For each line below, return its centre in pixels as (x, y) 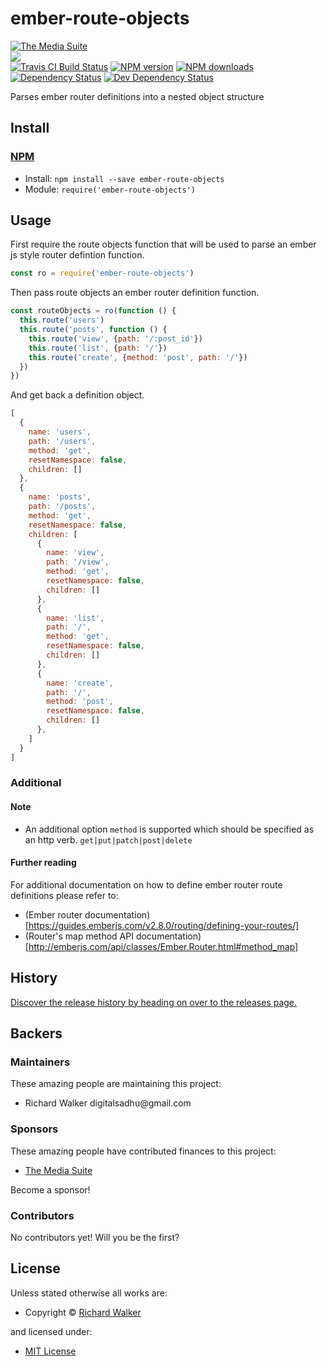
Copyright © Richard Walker (83, 1312)
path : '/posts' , (62, 507)
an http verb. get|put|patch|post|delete (108, 839)
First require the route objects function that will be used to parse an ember (163, 244)
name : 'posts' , (60, 497)
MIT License (50, 1351)
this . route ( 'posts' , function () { (93, 330)
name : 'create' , (80, 683)
